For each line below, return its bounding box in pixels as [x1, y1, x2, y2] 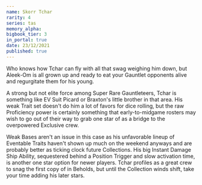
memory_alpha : [6, 25, 42, 32]
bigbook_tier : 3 [6, 31, 47, 37]
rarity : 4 [6, 15, 31, 21]
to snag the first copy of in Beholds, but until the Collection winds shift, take [6, 165, 195, 172]
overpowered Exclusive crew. [6, 122, 80, 129]
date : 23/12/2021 [6, 43, 50, 49]
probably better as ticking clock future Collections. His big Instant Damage [6, 146, 192, 153]
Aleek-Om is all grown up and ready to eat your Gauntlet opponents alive [6, 71, 187, 79]
